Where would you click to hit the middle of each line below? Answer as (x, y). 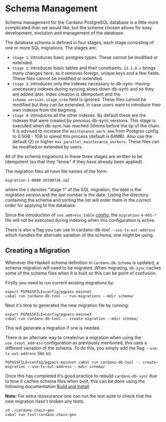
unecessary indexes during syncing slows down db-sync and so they (83, 89)
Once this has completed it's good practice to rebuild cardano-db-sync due (81, 376)
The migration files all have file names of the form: (56, 171)
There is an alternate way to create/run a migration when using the (73, 337)
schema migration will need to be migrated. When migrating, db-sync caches (83, 267)
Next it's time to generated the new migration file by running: (67, 305)
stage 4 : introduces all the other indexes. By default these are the (79, 115)
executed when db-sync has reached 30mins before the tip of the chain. (86, 126)
